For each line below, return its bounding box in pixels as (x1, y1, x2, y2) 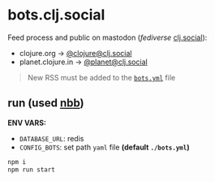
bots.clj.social (7, 6, 105, 24)
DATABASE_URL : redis (19, 133, 84, 143)
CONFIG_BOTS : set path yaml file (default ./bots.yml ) (19, 142, 190, 152)
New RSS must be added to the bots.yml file (27, 72, 176, 82)
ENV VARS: (7, 118, 46, 128)
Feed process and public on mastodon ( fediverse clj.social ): (7, 32, 208, 42)
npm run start (7, 165, 56, 174)
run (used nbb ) (7, 96, 84, 110)
